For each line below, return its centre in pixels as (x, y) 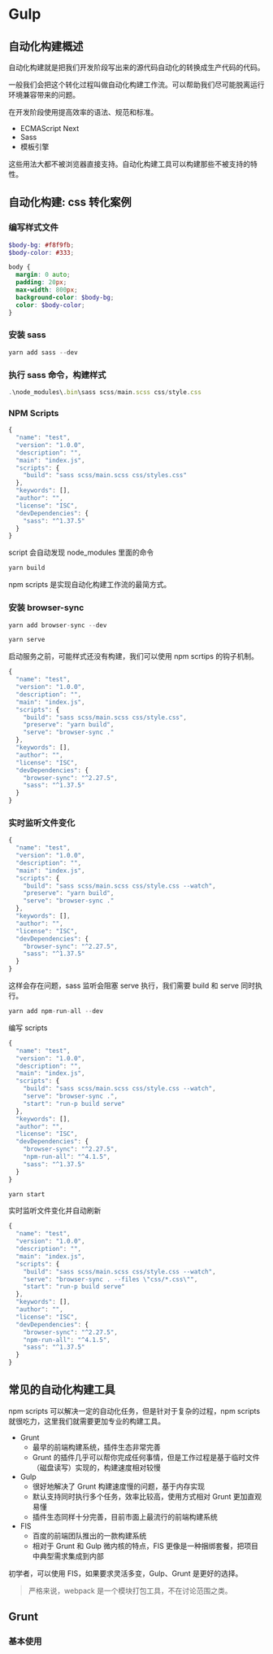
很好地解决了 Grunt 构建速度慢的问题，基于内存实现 (119, 1486)
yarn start (27, 1194)
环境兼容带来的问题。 (44, 95)
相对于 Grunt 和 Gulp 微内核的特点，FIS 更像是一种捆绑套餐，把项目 (145, 1546)
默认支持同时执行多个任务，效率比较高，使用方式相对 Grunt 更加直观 (147, 1496)
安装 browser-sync (46, 608)
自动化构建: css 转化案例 (70, 202)
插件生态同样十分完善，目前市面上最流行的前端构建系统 (125, 1516)
